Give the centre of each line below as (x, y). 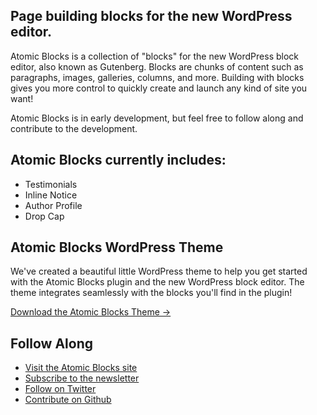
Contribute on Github (68, 400)
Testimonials (51, 184)
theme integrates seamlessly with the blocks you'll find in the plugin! (151, 293)
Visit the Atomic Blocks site (81, 368)
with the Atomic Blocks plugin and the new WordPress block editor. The (157, 282)
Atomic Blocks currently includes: (118, 160)
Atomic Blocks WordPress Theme (117, 247)
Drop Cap (44, 216)
